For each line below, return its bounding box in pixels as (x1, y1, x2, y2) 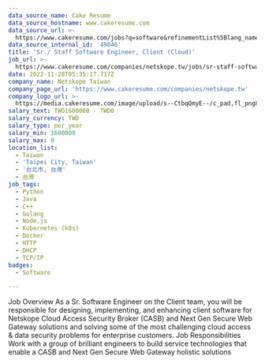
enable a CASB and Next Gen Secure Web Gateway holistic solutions (8, 347, 232, 357)
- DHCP (15, 246, 37, 254)
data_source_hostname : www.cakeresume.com (8, 19, 150, 27)
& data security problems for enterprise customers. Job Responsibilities (8, 331, 241, 340)
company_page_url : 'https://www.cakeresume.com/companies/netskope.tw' (8, 84, 248, 93)
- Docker (15, 232, 44, 240)
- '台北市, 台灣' (15, 166, 66, 174)
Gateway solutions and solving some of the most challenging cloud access (8, 322, 251, 332)
